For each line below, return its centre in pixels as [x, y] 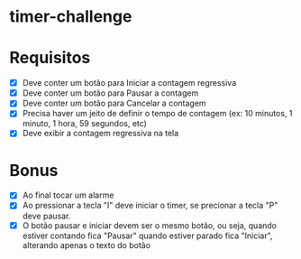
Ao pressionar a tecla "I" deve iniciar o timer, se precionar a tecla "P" [150, 206]
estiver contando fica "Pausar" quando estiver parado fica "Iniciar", [147, 236]
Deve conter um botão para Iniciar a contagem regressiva [129, 83]
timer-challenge [71, 17]
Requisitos [50, 58]
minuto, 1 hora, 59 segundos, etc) [84, 124]
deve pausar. [46, 216]
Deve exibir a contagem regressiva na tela [100, 134]
